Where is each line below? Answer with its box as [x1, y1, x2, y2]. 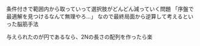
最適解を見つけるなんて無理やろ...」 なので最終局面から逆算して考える [6, 13, 183, 20]
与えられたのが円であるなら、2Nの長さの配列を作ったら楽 [6, 33, 152, 41]
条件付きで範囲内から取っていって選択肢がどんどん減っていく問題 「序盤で [6, 5, 194, 12]
